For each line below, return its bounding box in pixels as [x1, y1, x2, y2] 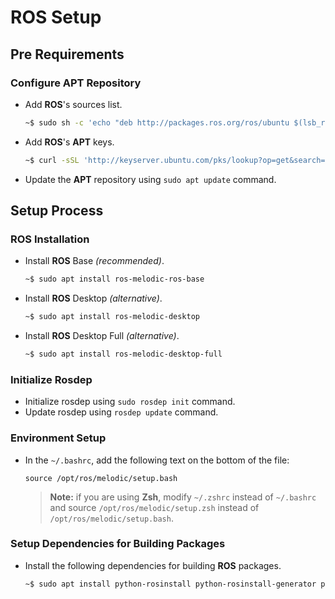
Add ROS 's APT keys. [24, 136, 115, 148]
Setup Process [10, 202, 104, 220]
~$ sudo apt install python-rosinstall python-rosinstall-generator [24, 579, 317, 589]
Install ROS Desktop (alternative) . [24, 292, 163, 305]
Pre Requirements [10, 46, 125, 63]
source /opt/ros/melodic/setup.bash [24, 473, 178, 483]
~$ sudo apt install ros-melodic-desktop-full [24, 349, 223, 360]
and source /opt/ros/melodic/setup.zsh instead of [49, 501, 260, 513]
